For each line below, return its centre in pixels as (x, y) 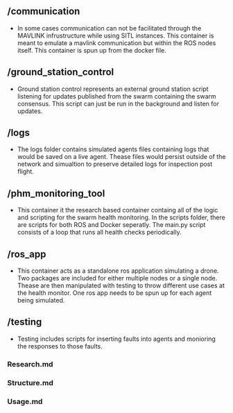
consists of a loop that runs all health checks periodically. (99, 233)
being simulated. (41, 301)
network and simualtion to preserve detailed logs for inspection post (115, 164)
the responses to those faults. (60, 346)
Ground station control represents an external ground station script (113, 89)
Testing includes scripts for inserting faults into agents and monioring (116, 339)
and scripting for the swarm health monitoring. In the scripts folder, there (121, 217)
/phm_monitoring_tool (56, 193)
